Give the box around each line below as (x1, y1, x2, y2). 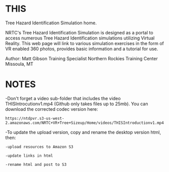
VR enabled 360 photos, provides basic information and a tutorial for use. (5, 46, 158, 52)
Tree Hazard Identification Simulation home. (5, 20, 97, 26)
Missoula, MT (5, 61, 34, 67)
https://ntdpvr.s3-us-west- (5, 116, 65, 121)
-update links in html (5, 153, 53, 158)
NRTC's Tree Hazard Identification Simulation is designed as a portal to (5, 29, 153, 35)
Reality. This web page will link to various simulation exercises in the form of (5, 40, 164, 46)
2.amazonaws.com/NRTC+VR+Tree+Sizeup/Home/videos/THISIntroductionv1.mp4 (5, 120, 164, 125)
